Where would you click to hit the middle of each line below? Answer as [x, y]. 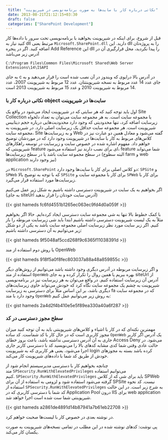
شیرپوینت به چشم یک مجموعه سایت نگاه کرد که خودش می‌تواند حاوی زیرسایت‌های [82, 285]
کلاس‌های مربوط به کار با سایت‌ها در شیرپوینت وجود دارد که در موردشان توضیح [79, 138]
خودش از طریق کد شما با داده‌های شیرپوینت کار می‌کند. [57, 356]
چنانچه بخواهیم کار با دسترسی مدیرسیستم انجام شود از [57, 365]
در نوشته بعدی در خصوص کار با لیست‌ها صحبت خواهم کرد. [60, 417]
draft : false [21, 19]
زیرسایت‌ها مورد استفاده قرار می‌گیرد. [41, 180]
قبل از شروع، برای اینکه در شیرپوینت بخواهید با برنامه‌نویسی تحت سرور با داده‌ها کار [83, 38]
